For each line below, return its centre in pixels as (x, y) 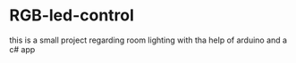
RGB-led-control (72, 16)
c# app (22, 49)
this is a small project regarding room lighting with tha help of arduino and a (148, 40)
